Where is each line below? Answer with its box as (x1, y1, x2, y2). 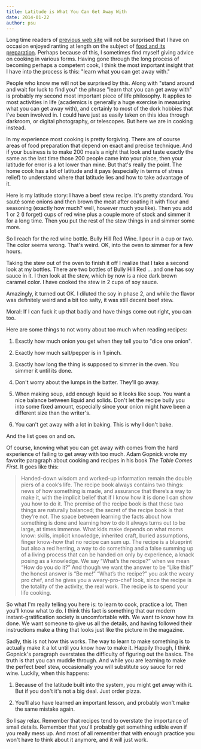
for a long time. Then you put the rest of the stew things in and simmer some (6, 217, 195, 224)
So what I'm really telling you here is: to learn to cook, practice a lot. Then (6, 601, 188, 608)
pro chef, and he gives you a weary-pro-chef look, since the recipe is (20, 577, 192, 584)
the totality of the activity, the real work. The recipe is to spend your (20, 583, 188, 590)
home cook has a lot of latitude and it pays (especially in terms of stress (6, 168, 184, 175)
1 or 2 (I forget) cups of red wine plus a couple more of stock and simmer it (6, 211, 191, 218)
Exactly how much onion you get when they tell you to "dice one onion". (14, 337, 193, 345)
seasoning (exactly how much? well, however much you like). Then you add (6, 205, 193, 212)
